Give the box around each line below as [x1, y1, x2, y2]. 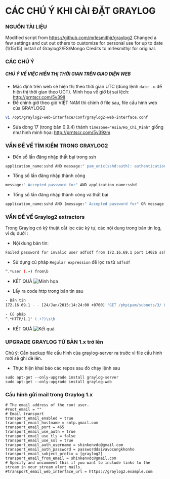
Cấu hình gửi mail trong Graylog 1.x [5, 391, 93, 398]
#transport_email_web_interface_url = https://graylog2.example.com [5, 469, 153, 474]
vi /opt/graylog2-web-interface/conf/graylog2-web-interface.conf [5, 115, 148, 120]
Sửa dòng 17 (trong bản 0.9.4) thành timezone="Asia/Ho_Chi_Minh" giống [12, 124, 163, 130]
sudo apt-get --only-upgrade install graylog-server [5, 375, 119, 380]
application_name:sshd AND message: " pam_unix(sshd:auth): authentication [5, 163, 166, 168]
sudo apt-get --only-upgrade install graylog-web [5, 380, 112, 385]
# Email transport [5, 412, 44, 417]
